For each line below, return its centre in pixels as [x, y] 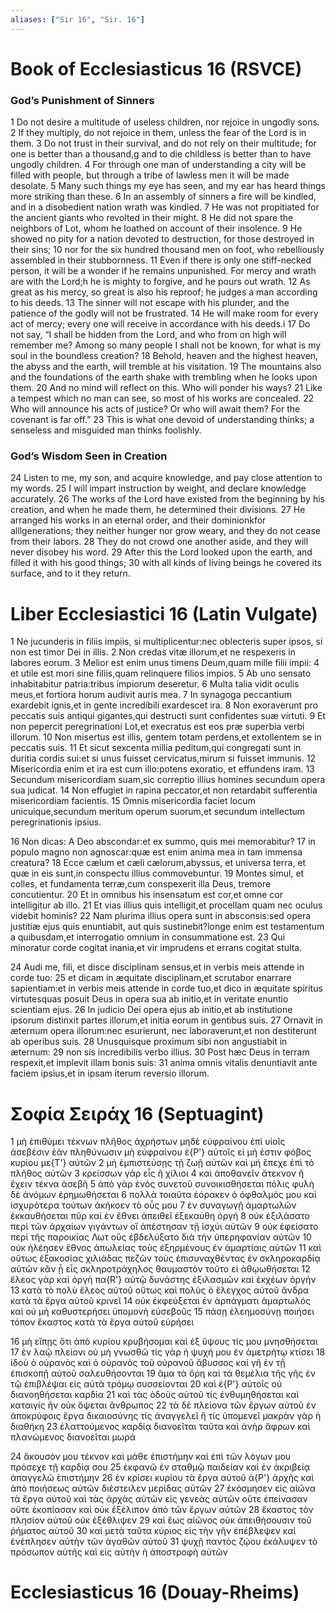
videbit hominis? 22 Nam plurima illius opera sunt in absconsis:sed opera [161, 916]
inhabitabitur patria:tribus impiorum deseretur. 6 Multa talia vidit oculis [155, 684]
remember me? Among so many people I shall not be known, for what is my [166, 345]
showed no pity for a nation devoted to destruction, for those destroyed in [162, 239]
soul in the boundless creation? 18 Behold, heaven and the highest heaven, [164, 356]
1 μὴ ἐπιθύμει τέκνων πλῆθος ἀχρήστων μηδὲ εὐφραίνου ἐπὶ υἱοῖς [148, 1142]
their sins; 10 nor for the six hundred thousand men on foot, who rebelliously [167, 250]
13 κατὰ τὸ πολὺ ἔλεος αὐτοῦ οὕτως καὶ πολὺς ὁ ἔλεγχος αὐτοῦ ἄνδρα [160, 1290]
